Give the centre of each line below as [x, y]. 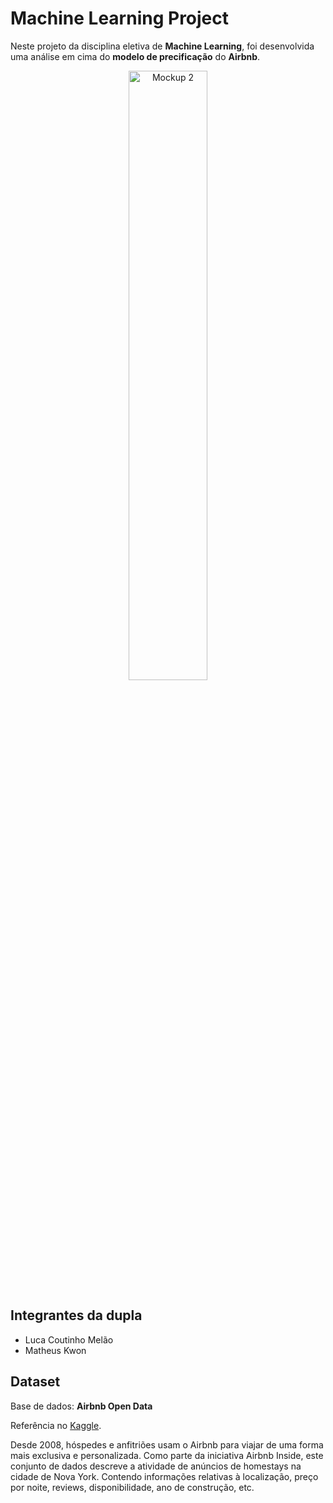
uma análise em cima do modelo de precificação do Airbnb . [135, 56]
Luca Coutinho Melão [69, 1339]
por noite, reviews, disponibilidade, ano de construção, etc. [132, 1487]
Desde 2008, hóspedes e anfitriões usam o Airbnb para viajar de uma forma [167, 1444]
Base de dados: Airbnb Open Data [81, 1406]
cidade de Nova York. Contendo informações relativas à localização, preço [164, 1476]
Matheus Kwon [55, 1350]
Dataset [35, 1382]
